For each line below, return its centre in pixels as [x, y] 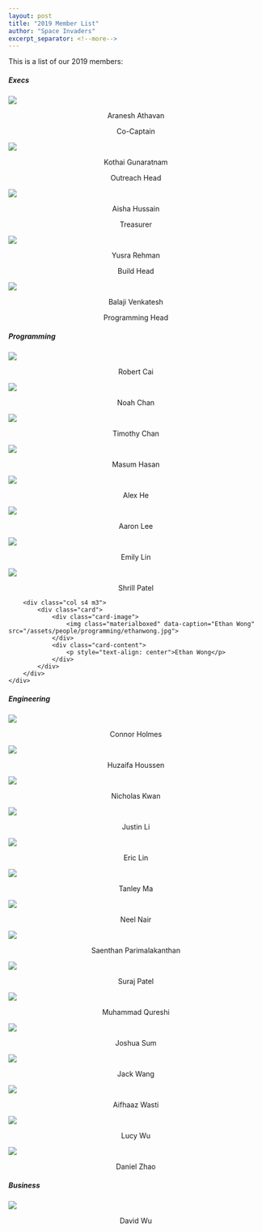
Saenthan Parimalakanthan [136, 951]
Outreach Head [136, 178]
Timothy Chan [136, 433]
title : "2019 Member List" [54, 23]
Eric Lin [136, 858]
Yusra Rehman [136, 255]
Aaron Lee [136, 526]
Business [24, 1185]
